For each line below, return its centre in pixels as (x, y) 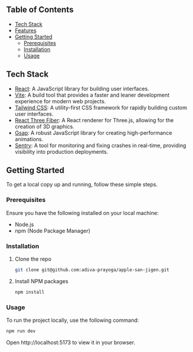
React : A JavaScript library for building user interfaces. (82, 88)
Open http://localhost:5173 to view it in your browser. (71, 342)
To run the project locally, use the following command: (73, 321)
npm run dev (21, 331)
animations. (29, 139)
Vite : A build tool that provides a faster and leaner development (92, 95)
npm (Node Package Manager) (53, 230)
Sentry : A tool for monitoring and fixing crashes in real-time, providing (100, 145)
